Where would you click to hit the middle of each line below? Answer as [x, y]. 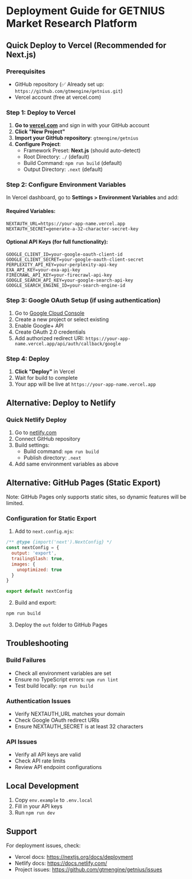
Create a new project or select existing [62, 319]
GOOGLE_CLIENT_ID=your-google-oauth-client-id [64, 254]
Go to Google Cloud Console [49, 313]
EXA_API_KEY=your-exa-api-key [43, 270]
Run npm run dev [35, 813]
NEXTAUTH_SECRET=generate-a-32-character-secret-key [72, 229]
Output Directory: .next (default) [63, 169]
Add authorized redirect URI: [49, 338]
